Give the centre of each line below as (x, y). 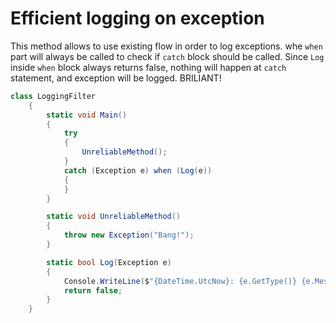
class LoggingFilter (53, 96)
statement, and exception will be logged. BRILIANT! (116, 78)
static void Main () (87, 115)
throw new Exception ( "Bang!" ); (129, 235)
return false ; (93, 290)
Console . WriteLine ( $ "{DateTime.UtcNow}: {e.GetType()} (180, 281)
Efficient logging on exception (137, 18)
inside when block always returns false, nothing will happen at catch (148, 67)
